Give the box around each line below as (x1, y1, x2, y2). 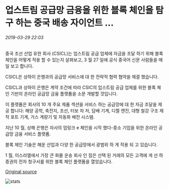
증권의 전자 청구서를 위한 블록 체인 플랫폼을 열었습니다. (5, 159, 113, 165)
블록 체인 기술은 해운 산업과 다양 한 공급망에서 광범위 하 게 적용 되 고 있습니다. (5, 142, 158, 148)
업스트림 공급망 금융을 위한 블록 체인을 (5, 5, 154, 16)
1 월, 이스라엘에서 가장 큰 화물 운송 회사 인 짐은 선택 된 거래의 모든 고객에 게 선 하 (5, 152, 163, 158)
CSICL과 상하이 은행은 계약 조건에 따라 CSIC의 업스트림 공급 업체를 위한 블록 (5, 84, 156, 90)
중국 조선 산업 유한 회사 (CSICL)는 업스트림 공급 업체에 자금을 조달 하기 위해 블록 (5, 51, 163, 57)
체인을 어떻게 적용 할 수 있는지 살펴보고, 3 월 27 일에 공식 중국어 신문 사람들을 (5, 57, 157, 63)
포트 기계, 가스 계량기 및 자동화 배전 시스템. (10, 114, 95, 120)
